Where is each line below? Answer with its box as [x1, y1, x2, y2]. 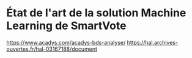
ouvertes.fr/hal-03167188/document [6, 45, 98, 53]
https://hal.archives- [127, 39, 179, 46]
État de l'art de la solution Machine [6, 6, 186, 20]
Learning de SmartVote [6, 19, 127, 33]
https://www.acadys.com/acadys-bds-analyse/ [6, 39, 126, 46]
